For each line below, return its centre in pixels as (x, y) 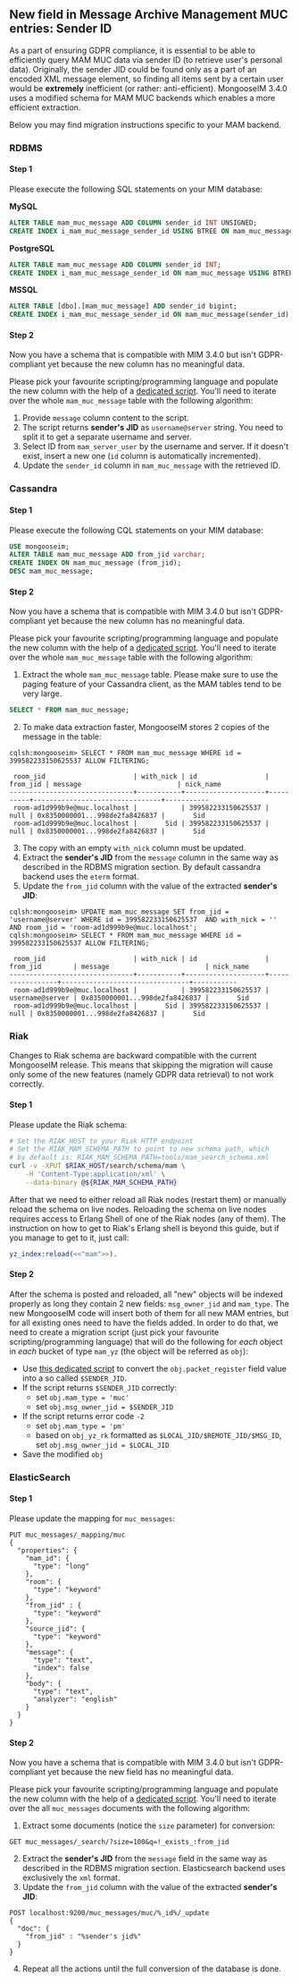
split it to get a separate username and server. (107, 437)
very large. (42, 694)
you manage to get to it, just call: (69, 1238)
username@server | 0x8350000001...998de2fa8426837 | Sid (129, 998)
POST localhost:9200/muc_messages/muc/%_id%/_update (109, 1913)
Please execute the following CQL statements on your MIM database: (136, 530)
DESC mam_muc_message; (51, 572)
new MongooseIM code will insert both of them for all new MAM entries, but (149, 1313)
